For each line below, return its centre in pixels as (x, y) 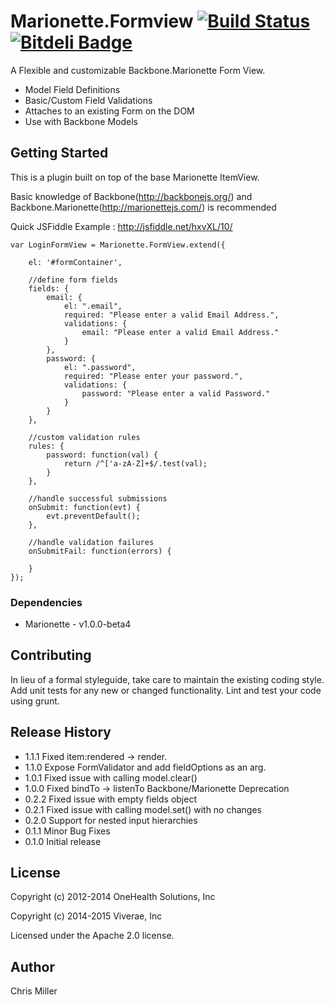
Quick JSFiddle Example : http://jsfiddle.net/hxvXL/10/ (121, 226)
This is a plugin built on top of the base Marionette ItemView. (135, 177)
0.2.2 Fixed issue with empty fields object (110, 799)
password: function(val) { (102, 455)
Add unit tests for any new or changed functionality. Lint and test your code (166, 690)
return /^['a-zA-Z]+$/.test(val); (135, 463)
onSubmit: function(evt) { (84, 507)
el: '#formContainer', (75, 262)
